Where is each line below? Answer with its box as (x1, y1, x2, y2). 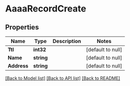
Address (8, 62, 29, 69)
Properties (5, 23, 39, 31)
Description (52, 38, 81, 44)
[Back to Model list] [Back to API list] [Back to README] (5, 75, 120, 81)
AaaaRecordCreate (5, 3, 86, 14)
